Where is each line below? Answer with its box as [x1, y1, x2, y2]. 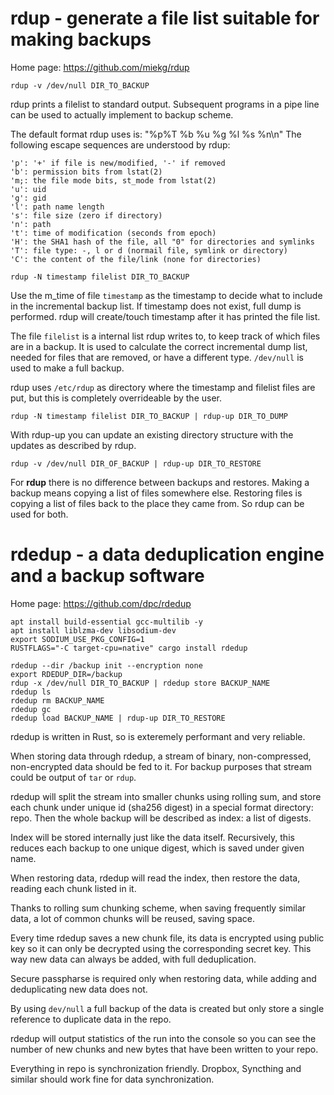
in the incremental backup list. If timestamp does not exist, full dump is [10, 300, 302, 312]
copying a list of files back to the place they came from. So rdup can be [10, 497, 305, 509]
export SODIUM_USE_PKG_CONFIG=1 [10, 634, 145, 644]
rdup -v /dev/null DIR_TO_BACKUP [10, 80, 150, 91]
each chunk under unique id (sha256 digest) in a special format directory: [10, 801, 314, 813]
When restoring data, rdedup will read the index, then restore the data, [10, 872, 301, 884]
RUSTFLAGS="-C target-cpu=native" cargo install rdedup [10, 643, 248, 653]
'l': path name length [10, 202, 105, 212]
